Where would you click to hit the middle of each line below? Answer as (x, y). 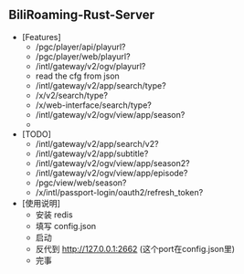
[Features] (41, 37)
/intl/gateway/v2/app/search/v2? (97, 143)
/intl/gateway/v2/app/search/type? (101, 85)
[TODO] (37, 134)
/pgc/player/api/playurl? (80, 47)
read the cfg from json (77, 76)
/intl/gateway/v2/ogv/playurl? (90, 66)
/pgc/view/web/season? (81, 183)
